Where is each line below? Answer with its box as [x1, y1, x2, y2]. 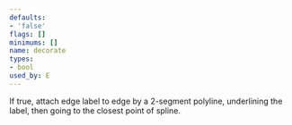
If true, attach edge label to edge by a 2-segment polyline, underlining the [9, 96, 283, 106]
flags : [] [9, 29, 47, 38]
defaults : [9, 12, 47, 22]
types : [9, 54, 34, 63]
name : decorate [9, 46, 66, 55]
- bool [9, 63, 34, 72]
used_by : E [9, 71, 50, 80]
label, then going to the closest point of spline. [9, 104, 181, 116]
